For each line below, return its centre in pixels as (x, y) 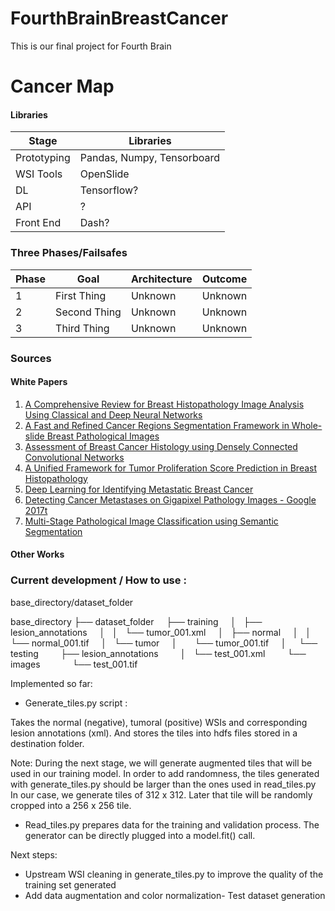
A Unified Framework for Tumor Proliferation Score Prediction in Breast (171, 468)
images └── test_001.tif (74, 664)
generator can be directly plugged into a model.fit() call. (140, 835)
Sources (31, 358)
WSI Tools (39, 174)
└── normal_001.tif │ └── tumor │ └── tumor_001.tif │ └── (164, 643)
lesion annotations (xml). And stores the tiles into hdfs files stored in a (154, 733)
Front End (38, 223)
